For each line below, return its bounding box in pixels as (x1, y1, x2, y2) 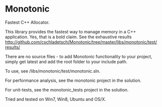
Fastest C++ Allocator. (5, 19, 50, 25)
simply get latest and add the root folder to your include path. (5, 59, 128, 64)
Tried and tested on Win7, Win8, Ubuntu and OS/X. (5, 96, 106, 102)
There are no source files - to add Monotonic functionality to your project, (5, 53, 153, 59)
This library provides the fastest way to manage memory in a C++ (5, 29, 136, 34)
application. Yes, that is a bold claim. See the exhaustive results (5, 34, 132, 40)
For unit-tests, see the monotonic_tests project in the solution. (5, 87, 129, 92)
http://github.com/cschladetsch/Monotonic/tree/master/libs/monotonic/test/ (5, 39, 157, 45)
